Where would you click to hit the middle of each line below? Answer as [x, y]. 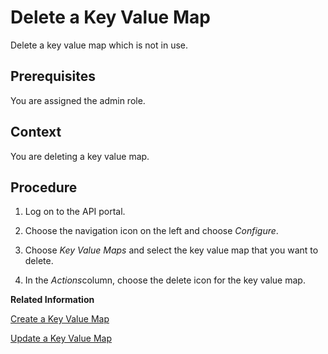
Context [36, 132]
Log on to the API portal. [75, 212]
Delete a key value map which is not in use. [99, 45]
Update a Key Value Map [61, 338]
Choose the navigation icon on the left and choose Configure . [151, 231]
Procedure [44, 187]
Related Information [52, 300]
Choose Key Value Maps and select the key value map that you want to [171, 250]
